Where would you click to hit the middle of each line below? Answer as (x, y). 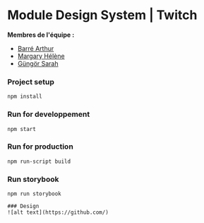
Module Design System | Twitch (102, 15)
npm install (25, 97)
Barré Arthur (36, 48)
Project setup (31, 81)
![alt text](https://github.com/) (58, 212)
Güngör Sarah (38, 63)
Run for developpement (49, 115)
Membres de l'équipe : (41, 35)
